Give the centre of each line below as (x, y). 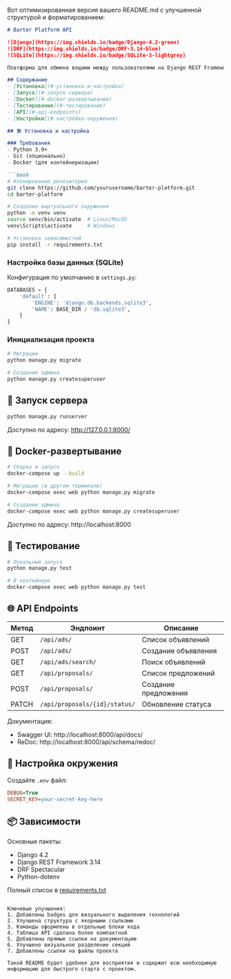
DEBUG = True (23, 793)
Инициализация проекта (51, 340)
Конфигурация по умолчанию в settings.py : (72, 277)
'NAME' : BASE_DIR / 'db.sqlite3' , (81, 309)
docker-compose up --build (46, 474)
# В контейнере (29, 581)
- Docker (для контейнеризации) (53, 163)
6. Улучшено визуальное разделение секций (69, 945)
